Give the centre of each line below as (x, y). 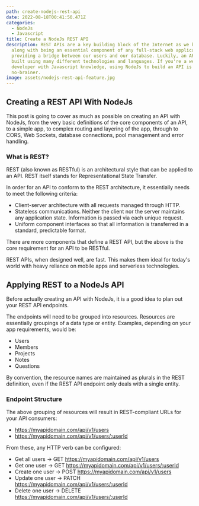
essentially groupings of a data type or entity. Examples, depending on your (99, 323)
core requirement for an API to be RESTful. (58, 248)
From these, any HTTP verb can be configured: (64, 448)
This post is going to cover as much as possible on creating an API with (93, 116)
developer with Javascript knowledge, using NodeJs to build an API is (102, 67)
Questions (27, 366)
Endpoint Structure (34, 399)
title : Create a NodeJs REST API (47, 39)
